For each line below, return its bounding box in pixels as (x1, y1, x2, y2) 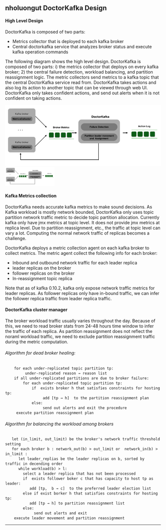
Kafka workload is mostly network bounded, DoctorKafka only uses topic (5, 209, 154, 215)
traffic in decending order (5, 461, 63, 466)
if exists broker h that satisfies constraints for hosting (31, 386, 161, 391)
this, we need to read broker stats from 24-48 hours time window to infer (5, 323, 154, 329)
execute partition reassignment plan (16, 410, 94, 415)
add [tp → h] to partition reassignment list (29, 501, 125, 506)
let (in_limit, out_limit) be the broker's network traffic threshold (11, 437, 161, 442)
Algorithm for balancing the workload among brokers (5, 421, 114, 427)
